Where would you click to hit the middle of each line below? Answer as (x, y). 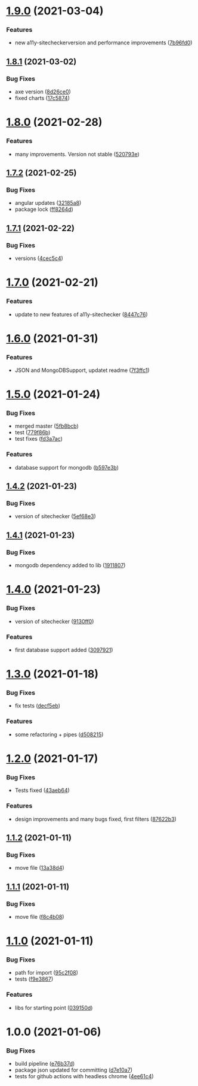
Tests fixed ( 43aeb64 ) (42, 790)
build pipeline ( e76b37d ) (45, 1064)
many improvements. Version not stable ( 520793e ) (77, 154)
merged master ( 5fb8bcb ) (47, 426)
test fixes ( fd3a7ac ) (38, 439)
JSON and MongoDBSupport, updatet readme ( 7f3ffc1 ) (82, 370)
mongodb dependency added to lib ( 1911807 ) (70, 565)
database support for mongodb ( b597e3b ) (67, 467)
